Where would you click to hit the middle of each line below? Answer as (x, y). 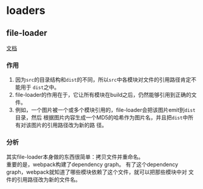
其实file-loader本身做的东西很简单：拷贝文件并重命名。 (75, 157)
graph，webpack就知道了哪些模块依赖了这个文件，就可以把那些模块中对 (97, 172)
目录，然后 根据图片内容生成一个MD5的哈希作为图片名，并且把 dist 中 (101, 118)
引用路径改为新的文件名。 (48, 179)
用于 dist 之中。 (40, 87)
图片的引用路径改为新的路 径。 (69, 125)
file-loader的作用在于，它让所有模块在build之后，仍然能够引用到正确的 (103, 95)
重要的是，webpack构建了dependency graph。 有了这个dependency (92, 164)
